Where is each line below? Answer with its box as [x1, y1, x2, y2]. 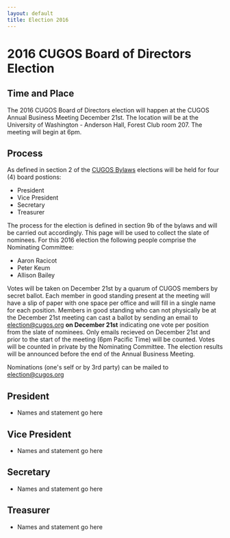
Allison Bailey [16, 271, 55, 280]
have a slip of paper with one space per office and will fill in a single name [7, 299, 216, 307]
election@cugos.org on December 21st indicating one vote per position [7, 321, 209, 329]
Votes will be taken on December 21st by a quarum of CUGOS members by [7, 284, 218, 293]
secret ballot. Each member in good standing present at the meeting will [7, 292, 210, 300]
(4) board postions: [7, 173, 62, 182]
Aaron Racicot [16, 256, 57, 265]
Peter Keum [16, 264, 51, 272]
